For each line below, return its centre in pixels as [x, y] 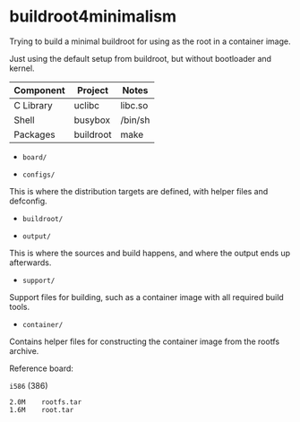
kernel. [22, 68]
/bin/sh [135, 120]
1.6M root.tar [42, 409]
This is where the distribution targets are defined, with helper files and [139, 191]
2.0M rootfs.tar [46, 402]
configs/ [39, 175]
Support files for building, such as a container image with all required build [146, 297]
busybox [92, 120]
